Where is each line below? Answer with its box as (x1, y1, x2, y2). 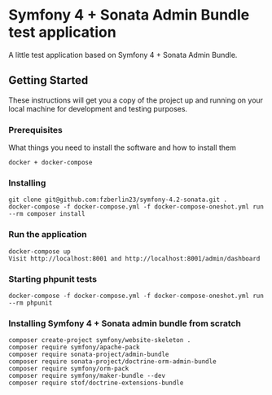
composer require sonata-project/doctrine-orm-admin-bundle (8, 358, 217, 366)
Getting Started (8, 73, 89, 87)
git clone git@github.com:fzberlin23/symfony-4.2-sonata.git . (8, 195, 228, 204)
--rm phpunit (8, 299, 53, 307)
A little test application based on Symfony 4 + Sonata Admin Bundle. (8, 50, 238, 59)
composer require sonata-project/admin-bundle (8, 350, 169, 359)
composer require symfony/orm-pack (8, 365, 129, 373)
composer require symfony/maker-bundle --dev (8, 372, 165, 380)
